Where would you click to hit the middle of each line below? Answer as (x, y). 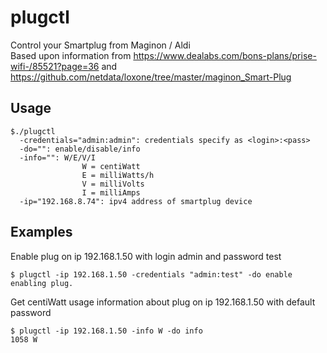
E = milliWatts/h (118, 175)
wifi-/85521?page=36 (55, 66)
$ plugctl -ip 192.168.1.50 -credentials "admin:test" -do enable (151, 274)
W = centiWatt (111, 166)
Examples (41, 232)
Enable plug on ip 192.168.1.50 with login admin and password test (146, 256)
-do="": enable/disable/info (80, 149)
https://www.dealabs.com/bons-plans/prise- (225, 55)
